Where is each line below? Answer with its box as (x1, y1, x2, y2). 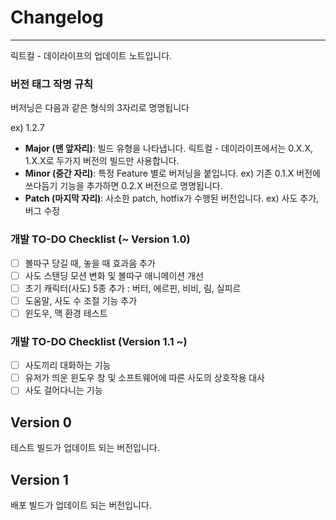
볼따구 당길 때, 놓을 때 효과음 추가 (24, 257, 156, 269)
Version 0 (10, 414, 72, 431)
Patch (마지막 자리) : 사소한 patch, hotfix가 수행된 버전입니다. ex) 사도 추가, (24, 192, 320, 205)
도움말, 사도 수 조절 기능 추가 (24, 294, 138, 306)
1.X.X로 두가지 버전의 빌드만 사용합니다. (24, 155, 180, 167)
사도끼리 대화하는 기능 (24, 359, 112, 371)
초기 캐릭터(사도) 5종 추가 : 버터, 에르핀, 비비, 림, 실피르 (24, 282, 242, 294)
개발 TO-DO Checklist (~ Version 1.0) (10, 232, 191, 246)
